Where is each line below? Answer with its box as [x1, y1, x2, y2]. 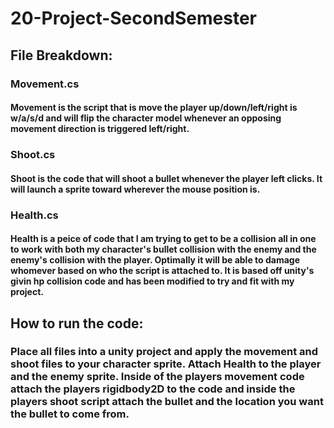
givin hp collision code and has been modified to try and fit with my [10, 275, 295, 287]
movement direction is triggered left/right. [10, 123, 190, 135]
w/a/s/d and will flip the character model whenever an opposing [10, 112, 282, 124]
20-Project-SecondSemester [10, 7, 258, 30]
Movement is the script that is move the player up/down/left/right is [10, 102, 298, 114]
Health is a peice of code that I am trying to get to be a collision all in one [10, 233, 317, 245]
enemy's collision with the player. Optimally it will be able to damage [10, 254, 301, 266]
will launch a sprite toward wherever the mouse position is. [10, 183, 261, 195]
